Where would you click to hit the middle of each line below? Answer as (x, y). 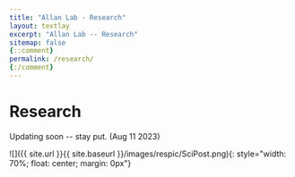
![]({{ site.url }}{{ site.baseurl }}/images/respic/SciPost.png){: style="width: (148, 154)
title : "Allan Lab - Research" (68, 17)
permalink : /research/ (52, 59)
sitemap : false (38, 42)
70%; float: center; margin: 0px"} (70, 163)
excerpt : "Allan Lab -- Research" (74, 34)
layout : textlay (39, 26)
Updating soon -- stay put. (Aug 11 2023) (85, 136)
